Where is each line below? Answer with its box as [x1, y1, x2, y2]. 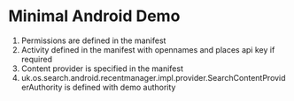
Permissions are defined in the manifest [20, 35, 166, 46]
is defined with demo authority [64, 82, 176, 92]
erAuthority [20, 82, 63, 92]
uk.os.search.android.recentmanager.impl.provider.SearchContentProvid [20, 72, 286, 83]
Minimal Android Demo [8, 6, 181, 26]
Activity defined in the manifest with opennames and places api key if [20, 44, 275, 54]
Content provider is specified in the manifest [20, 63, 183, 74]
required [20, 54, 53, 64]
